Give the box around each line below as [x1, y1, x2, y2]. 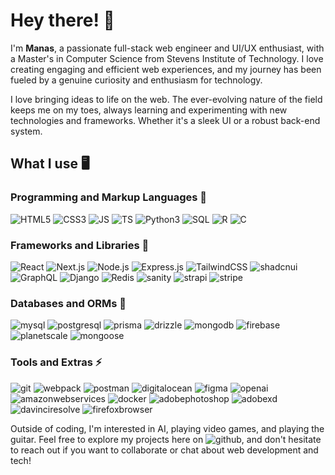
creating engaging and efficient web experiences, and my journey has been [10, 63, 322, 75]
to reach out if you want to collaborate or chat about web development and [10, 444, 319, 456]
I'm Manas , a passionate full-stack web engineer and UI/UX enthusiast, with [10, 42, 325, 54]
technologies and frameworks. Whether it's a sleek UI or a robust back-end [10, 114, 321, 126]
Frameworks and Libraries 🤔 [10, 238, 150, 252]
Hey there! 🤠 [10, 9, 115, 32]
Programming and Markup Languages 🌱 [10, 190, 208, 204]
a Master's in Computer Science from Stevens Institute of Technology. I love [10, 52, 324, 64]
